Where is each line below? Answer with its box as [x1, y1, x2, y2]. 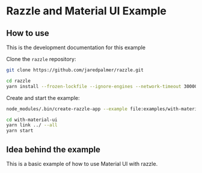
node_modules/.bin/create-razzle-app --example [6, 106, 128, 112]
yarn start [6, 128, 34, 134]
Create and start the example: [6, 94, 80, 101]
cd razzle [6, 78, 31, 84]
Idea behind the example [6, 144, 101, 154]
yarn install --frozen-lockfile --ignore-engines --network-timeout [6, 83, 182, 89]
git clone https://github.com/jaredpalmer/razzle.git [6, 67, 144, 73]
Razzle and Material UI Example [6, 4, 167, 18]
